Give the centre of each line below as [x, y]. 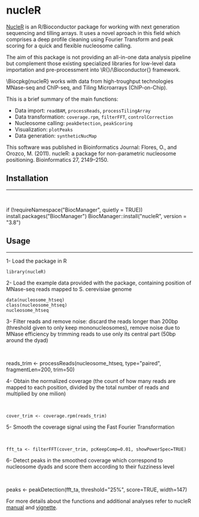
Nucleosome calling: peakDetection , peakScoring [74, 123]
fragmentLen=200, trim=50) [41, 369]
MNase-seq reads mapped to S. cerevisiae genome [69, 289]
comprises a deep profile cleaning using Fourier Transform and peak [90, 39]
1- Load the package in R [36, 261]
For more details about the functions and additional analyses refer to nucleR [99, 501]
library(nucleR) [26, 272]
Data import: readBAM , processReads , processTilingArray [83, 110]
